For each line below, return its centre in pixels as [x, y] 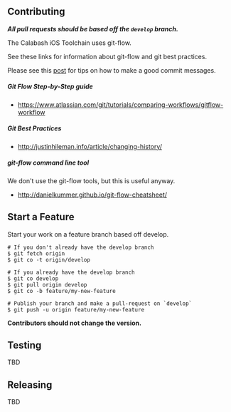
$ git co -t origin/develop [49, 259]
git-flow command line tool [48, 163]
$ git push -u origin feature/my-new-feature [76, 309]
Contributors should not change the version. [75, 323]
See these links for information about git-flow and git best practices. [107, 56]
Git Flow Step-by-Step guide [50, 87]
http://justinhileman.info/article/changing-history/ [90, 146]
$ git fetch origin [36, 253]
